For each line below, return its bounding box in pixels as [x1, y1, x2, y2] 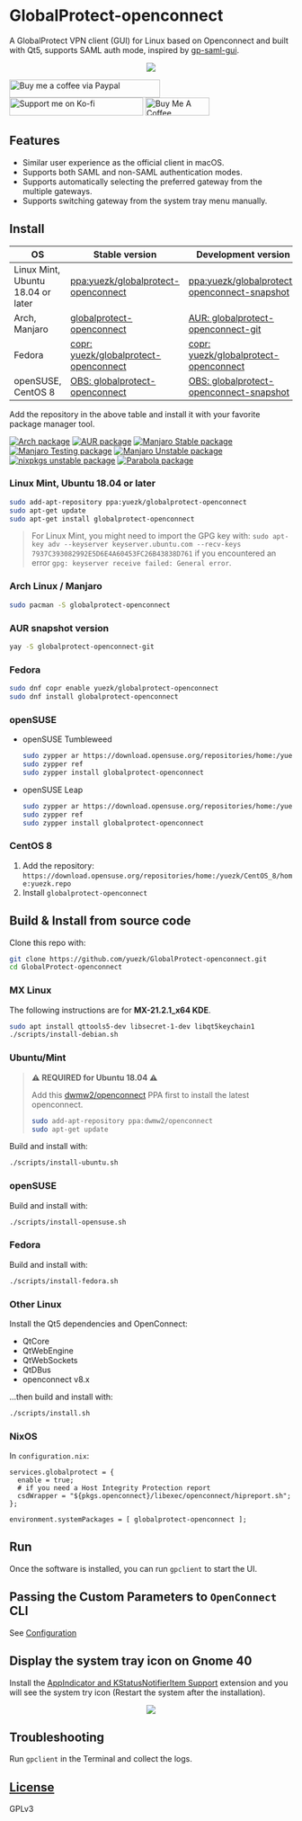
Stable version [93, 248, 157, 261]
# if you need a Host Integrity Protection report [17, 1484, 211, 1493]
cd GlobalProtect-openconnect [9, 963, 123, 972]
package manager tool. [9, 418, 95, 429]
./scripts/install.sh [9, 1408, 91, 1417]
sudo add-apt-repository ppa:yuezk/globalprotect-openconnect [9, 497, 247, 506]
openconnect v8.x [22, 1373, 90, 1385]
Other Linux [9, 1298, 62, 1310]
